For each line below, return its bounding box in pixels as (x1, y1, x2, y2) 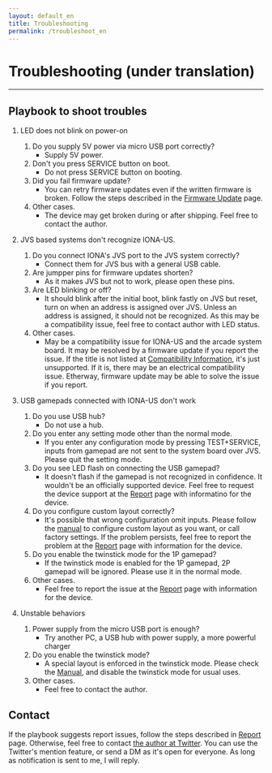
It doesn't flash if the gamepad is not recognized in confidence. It (44, 472, 263, 482)
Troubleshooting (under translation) (8, 62, 255, 80)
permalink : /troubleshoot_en (8, 27, 107, 35)
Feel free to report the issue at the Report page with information (44, 584, 257, 594)
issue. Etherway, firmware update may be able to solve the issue (44, 371, 260, 382)
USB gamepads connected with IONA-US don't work (19, 395, 197, 406)
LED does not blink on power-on (19, 126, 128, 136)
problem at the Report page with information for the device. (44, 541, 243, 551)
